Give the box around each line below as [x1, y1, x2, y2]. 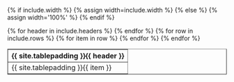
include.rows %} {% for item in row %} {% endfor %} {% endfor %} [7, 34, 201, 42]
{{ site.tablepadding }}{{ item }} [11, 63, 112, 72]
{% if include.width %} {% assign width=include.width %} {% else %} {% [7, 6, 218, 14]
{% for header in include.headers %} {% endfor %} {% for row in [7, 27, 194, 35]
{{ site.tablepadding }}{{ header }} [11, 51, 125, 60]
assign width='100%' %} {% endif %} [7, 13, 115, 22]
